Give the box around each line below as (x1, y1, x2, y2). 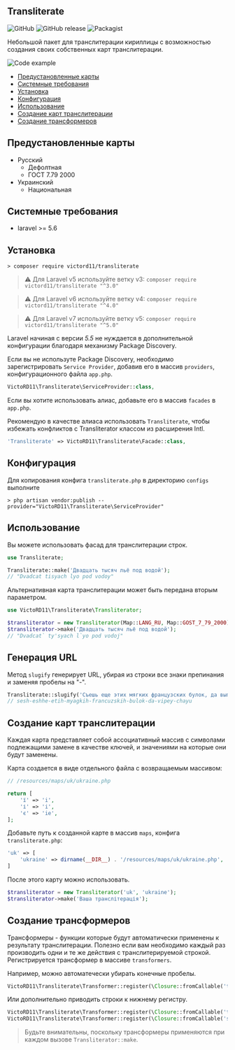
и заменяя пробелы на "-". (7, 677, 87, 686)
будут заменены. (7, 751, 58, 759)
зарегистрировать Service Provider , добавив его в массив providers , (7, 363, 215, 371)
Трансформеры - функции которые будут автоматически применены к (7, 933, 220, 942)
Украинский (17, 178, 54, 186)
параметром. (7, 594, 48, 602)
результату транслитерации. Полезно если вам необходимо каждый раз (7, 940, 226, 949)
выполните (7, 483, 40, 491)
